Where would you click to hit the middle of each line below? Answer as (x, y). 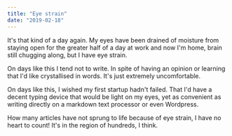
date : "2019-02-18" (36, 20)
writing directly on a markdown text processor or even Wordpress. (103, 104)
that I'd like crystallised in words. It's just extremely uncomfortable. (104, 76)
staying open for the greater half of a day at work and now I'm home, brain (115, 47)
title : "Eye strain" (37, 14)
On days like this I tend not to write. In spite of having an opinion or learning (116, 68)
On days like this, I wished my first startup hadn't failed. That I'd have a (110, 89)
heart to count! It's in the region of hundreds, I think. (83, 125)
